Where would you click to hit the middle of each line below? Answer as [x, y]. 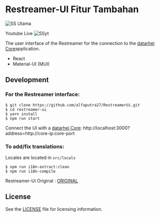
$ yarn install [21, 114]
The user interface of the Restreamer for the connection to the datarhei [80, 43]
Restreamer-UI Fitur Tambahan [72, 9]
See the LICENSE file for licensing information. [54, 209]
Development [27, 80]
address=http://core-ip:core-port [40, 133]
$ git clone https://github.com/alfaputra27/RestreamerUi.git [73, 105]
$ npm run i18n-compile [31, 171]
